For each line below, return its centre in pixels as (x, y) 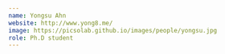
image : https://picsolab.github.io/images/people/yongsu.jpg (113, 30)
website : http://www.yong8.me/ (61, 23)
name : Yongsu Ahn (37, 15)
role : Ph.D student (41, 38)
